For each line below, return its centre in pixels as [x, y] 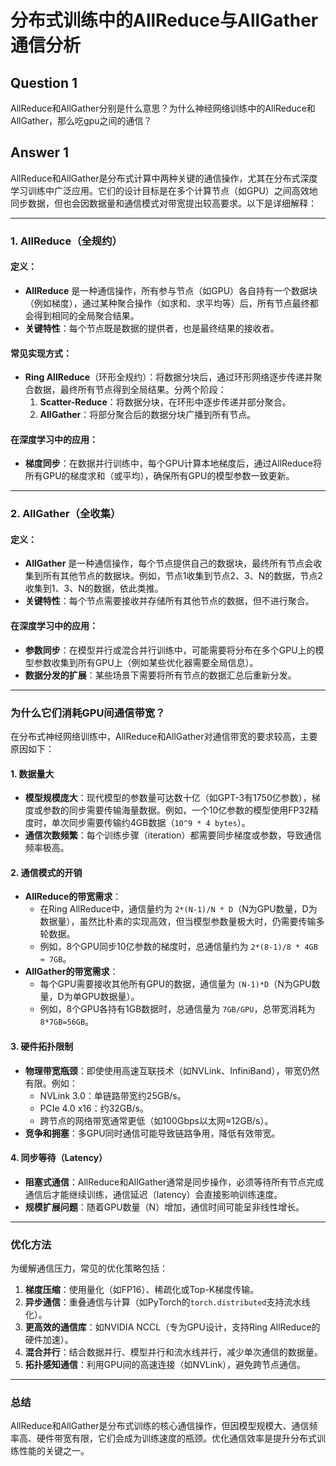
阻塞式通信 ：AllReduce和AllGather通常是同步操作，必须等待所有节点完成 [174, 1182]
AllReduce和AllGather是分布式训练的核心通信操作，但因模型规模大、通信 [160, 1426]
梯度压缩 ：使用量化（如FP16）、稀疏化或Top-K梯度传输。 [142, 1290]
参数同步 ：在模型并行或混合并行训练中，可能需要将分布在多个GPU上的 [170, 650]
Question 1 [44, 82]
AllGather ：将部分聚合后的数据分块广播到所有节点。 [148, 415]
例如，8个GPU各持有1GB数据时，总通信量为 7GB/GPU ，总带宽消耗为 [177, 1009]
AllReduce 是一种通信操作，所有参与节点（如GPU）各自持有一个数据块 [171, 290]
